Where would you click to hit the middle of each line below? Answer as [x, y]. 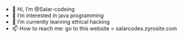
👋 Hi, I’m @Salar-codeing [43, 9]
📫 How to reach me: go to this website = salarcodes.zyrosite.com [95, 28]
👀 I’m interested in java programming [58, 15]
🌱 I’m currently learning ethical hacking [61, 22]
